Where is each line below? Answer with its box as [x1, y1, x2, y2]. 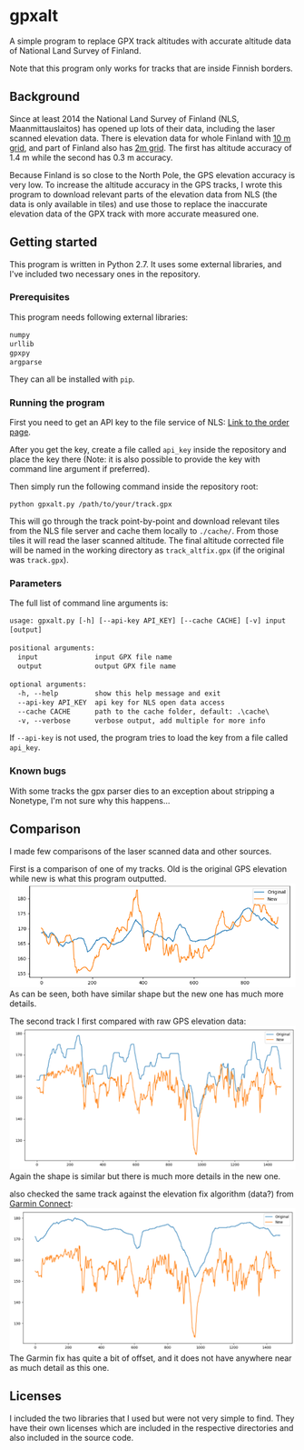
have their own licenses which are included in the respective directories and [9, 1422, 294, 1433]
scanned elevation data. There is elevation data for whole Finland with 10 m [9, 133, 291, 144]
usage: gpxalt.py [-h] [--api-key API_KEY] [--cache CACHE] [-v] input [9, 616, 286, 625]
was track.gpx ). [9, 555, 70, 565]
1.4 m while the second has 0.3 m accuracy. [9, 152, 173, 163]
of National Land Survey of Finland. [9, 45, 142, 55]
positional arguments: [9, 644, 95, 653]
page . [9, 426, 32, 437]
